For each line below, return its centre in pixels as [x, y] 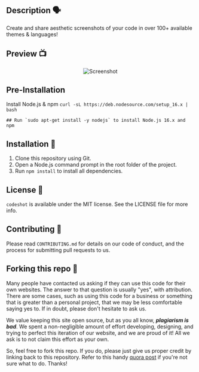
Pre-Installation [36, 90]
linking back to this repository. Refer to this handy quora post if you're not [97, 357]
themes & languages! [32, 34]
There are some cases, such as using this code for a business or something [99, 296]
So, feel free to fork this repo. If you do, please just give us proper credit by [99, 351]
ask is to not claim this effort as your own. [58, 339]
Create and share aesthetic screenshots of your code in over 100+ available [99, 28]
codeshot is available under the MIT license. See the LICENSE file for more [97, 204]
